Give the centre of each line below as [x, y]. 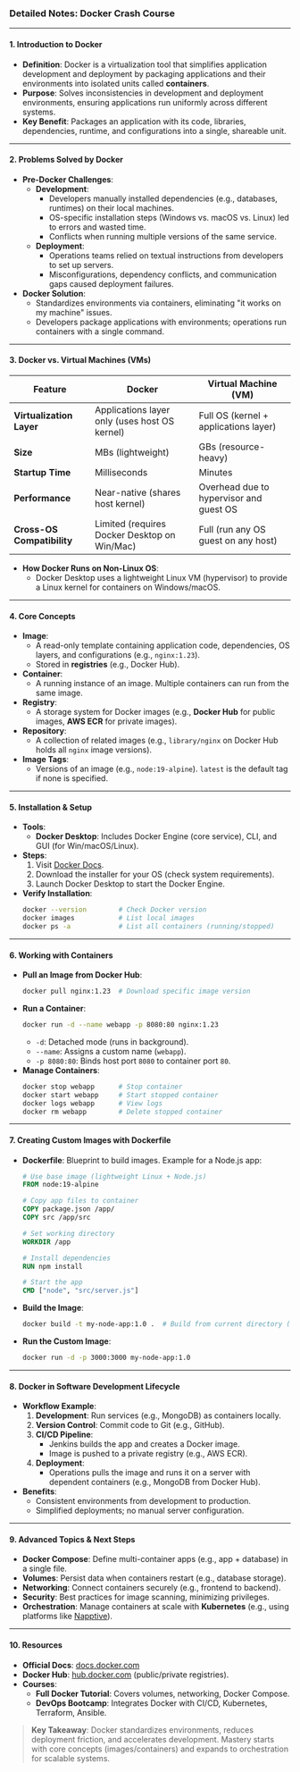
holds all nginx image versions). [94, 750]
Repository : [44, 731]
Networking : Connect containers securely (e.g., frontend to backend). [151, 1588]
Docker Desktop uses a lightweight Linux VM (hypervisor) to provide [161, 577]
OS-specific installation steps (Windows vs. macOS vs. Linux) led [169, 217]
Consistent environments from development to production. [143, 1501]
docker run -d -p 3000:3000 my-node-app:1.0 [106, 1358]
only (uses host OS [135, 421]
